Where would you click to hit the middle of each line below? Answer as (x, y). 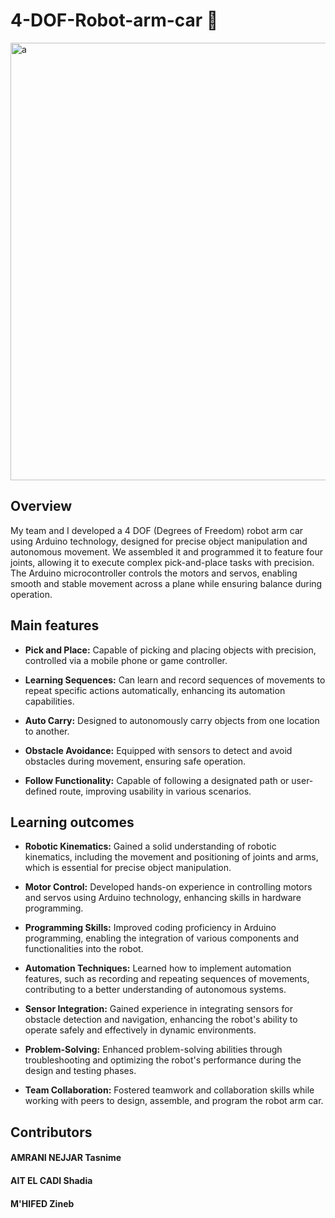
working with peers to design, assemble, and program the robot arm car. (174, 1101)
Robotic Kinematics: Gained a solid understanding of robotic (150, 846)
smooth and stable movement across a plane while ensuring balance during (166, 583)
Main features (55, 625)
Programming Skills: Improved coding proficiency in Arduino (150, 928)
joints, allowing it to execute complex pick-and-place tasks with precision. (162, 562)
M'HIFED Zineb (42, 1203)
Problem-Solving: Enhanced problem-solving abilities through (153, 1050)
